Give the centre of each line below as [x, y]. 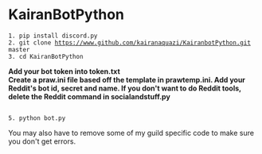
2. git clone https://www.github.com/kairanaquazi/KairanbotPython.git [129, 42]
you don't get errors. [42, 141]
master [19, 49]
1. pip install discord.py [53, 36]
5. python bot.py [37, 118]
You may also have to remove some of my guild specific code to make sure [131, 133]
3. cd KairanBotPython [46, 56]
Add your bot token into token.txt [65, 71]
